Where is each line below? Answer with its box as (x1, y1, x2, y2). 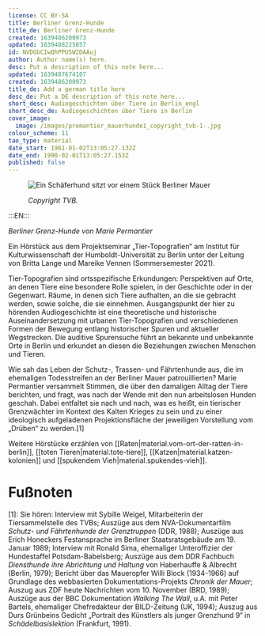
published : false (8, 159, 66, 167)
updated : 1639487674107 (8, 70, 87, 78)
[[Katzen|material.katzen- (150, 448, 233, 457)
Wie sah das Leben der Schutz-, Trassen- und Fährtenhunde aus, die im (8, 365, 244, 374)
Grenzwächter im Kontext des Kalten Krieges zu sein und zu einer (8, 407, 223, 416)
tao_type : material (8, 136, 73, 145)
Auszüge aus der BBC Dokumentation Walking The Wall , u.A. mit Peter (8, 594, 238, 604)
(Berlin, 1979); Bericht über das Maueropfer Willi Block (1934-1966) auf (8, 569, 240, 578)
